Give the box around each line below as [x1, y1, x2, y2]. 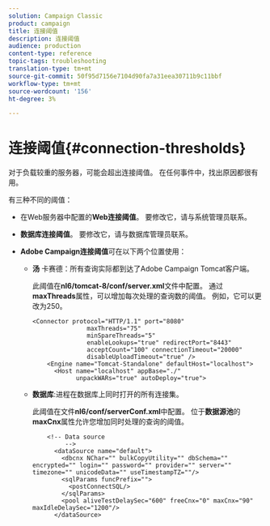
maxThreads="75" [86, 325, 141, 333]
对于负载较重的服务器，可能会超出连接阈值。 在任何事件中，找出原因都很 [8, 168, 251, 177]
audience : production [8, 42, 82, 50]
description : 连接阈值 [8, 34, 80, 43]
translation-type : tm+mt [8, 65, 92, 73]
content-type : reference [8, 49, 92, 58]
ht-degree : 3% [8, 95, 57, 103]
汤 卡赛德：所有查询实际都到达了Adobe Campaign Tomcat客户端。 [32, 264, 255, 274]
